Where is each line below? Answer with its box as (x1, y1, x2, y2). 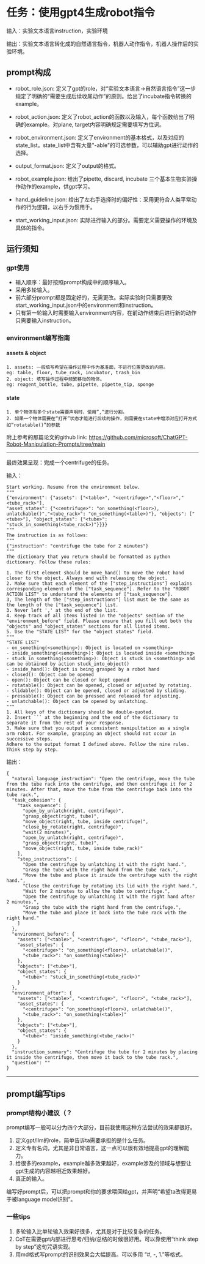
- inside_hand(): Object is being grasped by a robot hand (6, 666, 160, 672)
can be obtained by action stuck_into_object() (6, 661, 130, 667)
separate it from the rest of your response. (6, 720, 124, 726)
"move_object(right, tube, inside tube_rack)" (22, 845, 143, 851)
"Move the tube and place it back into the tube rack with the (22, 909, 187, 916)
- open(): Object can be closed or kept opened (6, 677, 130, 683)
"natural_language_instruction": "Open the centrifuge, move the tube (12, 775, 195, 781)
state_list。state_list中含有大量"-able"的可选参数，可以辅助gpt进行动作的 (15, 141, 199, 149)
